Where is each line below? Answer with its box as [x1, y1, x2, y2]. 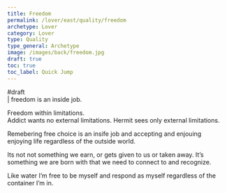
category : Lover [7, 29, 54, 37]
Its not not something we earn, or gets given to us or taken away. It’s [7, 150, 204, 159]
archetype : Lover [7, 23, 58, 30]
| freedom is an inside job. [7, 95, 82, 103]
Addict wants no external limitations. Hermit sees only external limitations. [7, 116, 220, 124]
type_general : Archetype [7, 43, 80, 49]
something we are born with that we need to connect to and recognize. [7, 157, 212, 166]
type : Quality [7, 36, 49, 43]
